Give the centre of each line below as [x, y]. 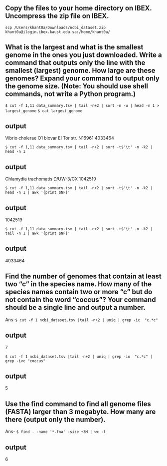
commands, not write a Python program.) [71, 94]
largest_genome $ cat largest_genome [44, 111]
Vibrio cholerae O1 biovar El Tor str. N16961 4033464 [60, 138]
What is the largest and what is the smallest [74, 47]
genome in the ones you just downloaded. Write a [83, 55]
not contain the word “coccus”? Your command [81, 300]
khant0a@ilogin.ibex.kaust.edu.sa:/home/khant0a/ [58, 32]
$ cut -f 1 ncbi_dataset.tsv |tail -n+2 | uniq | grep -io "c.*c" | [79, 357]
